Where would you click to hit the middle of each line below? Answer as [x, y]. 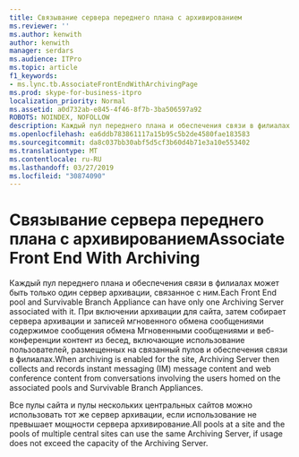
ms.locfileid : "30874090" [57, 176]
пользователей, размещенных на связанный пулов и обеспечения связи [149, 349]
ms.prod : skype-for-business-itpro [76, 92]
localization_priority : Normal [68, 101]
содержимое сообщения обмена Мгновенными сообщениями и [132, 331]
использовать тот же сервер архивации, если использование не [133, 415]
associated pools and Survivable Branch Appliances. [106, 388]
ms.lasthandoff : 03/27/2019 [62, 168]
